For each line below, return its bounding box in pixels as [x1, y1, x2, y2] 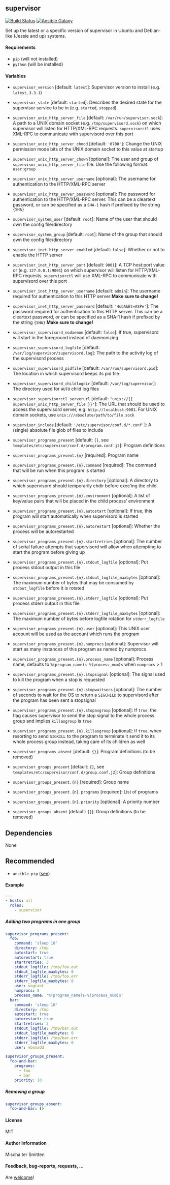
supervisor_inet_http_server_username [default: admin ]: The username [12, 288, 161, 294]
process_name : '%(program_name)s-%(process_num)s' [14, 993, 124, 998]
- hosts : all [5, 898, 33, 903]
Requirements [5, 44, 36, 50]
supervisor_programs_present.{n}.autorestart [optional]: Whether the [12, 523, 160, 529]
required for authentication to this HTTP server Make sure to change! [12, 293, 158, 300]
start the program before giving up [12, 549, 85, 555]
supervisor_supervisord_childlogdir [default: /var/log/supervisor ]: [12, 380, 156, 387]
